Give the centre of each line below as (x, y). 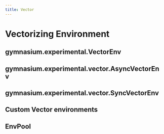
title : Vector (20, 10)
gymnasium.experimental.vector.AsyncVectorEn (82, 68)
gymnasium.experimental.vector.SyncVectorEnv (82, 93)
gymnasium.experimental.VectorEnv (63, 52)
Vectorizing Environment (57, 34)
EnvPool (18, 126)
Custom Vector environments (51, 110)
